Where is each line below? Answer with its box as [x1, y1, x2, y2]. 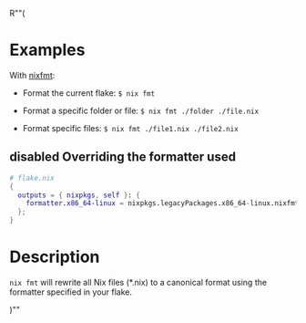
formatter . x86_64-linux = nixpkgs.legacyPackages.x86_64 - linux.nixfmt [25, 199, 300, 208]
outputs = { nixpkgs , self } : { [17, 191, 141, 200]
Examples [9, 40, 86, 60]
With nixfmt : [9, 69, 56, 80]
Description [9, 246, 100, 267]
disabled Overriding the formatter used [9, 150, 237, 165]
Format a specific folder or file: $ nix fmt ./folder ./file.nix [22, 105, 260, 116]
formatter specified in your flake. [9, 287, 133, 297]
